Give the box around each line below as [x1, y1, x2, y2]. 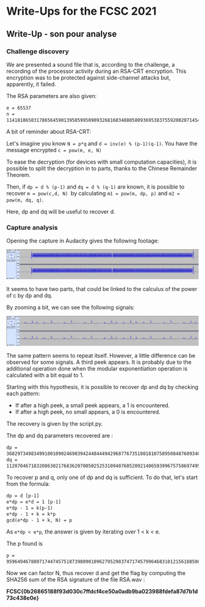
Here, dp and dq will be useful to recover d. [6, 208, 116, 215]
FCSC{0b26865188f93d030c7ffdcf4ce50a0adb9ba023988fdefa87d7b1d [6, 587, 198, 595]
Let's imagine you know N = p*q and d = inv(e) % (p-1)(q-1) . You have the [6, 140, 198, 147]
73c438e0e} [6, 594, 40, 601]
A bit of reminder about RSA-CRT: [6, 127, 92, 135]
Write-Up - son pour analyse [6, 29, 117, 39]
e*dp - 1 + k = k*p [6, 511, 56, 517]
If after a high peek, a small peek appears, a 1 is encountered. [15, 401, 170, 409]
